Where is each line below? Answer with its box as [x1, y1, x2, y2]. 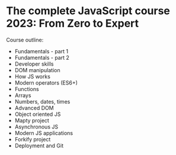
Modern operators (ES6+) [14, 79, 78, 86]
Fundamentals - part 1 [14, 47, 69, 54]
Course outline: [6, 36, 44, 43]
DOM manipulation [14, 66, 60, 73]
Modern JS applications [14, 129, 73, 137]
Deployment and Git [14, 142, 64, 149]
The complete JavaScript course [6, 4, 171, 18]
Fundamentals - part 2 [14, 54, 69, 61]
